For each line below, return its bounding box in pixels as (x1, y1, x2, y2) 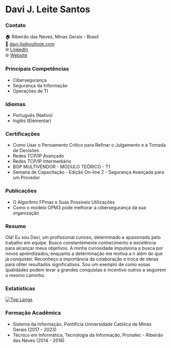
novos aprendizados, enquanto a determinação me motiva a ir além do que (5, 250, 163, 257)
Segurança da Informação (12, 82, 68, 88)
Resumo (5, 222, 27, 229)
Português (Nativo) (12, 112, 53, 119)
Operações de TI (12, 88, 48, 94)
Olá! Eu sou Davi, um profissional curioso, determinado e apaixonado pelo (5, 234, 161, 240)
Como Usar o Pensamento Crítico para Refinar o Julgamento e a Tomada (12, 142, 166, 148)
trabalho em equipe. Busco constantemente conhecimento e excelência (5, 239, 157, 246)
